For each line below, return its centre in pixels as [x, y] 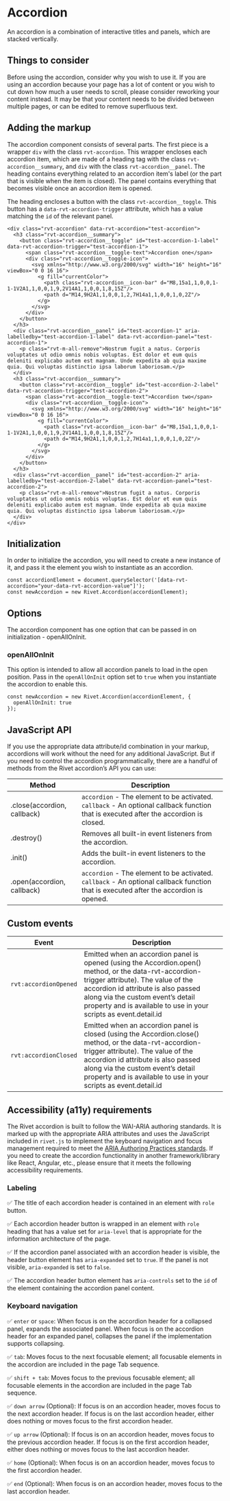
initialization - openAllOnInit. [47, 637]
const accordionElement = [44, 580]
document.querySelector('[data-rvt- [136, 580]
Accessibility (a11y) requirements [79, 1110]
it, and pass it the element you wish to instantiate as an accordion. [100, 568]
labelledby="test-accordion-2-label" [61, 481]
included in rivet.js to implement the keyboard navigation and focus [105, 1141]
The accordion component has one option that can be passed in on [102, 630]
